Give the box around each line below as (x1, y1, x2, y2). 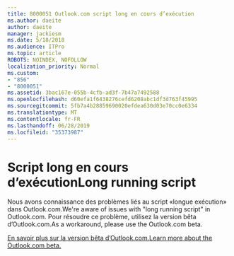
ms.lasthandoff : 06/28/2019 (7, 122, 90, 129)
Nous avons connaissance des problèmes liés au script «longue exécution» (7, 197, 228, 206)
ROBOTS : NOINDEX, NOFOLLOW (7, 57, 87, 64)
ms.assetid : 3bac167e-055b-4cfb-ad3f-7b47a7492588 (7, 89, 160, 96)
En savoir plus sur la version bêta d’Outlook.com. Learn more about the (7, 234, 213, 243)
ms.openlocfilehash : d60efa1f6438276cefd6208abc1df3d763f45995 (7, 96, 198, 103)
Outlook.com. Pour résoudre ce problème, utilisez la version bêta (7, 213, 197, 221)
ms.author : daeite (7, 17, 62, 24)
